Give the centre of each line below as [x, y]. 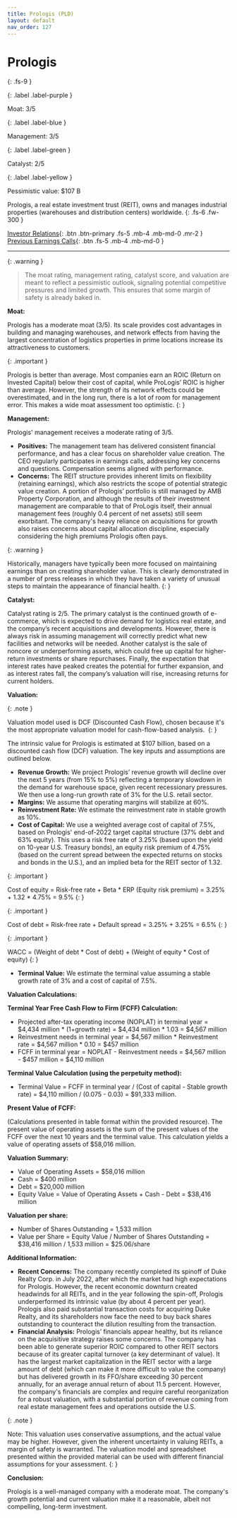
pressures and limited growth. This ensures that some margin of [117, 290]
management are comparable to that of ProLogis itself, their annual [115, 506]
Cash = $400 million [47, 1179]
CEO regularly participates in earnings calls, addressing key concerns [119, 461]
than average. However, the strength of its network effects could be [106, 390]
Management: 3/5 [33, 136]
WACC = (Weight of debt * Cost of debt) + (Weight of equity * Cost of [109, 952]
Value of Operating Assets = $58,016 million [81, 1172]
